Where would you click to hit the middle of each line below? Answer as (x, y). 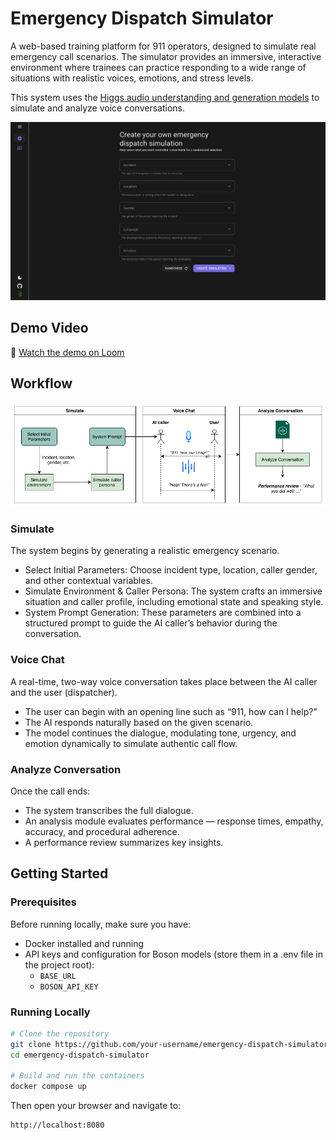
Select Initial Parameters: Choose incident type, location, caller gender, (171, 570)
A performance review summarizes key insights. (124, 842)
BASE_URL (58, 976)
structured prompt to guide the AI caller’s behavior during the (151, 623)
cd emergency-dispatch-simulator (80, 1055)
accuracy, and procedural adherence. (102, 831)
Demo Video (49, 328)
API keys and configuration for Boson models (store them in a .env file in (173, 954)
